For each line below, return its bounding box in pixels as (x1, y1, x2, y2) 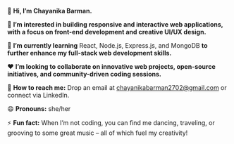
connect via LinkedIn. (7, 91, 70, 99)
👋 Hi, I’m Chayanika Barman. (7, 7, 92, 15)
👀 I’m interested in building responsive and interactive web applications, (7, 20, 223, 28)
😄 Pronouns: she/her (7, 105, 71, 112)
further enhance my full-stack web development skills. (7, 49, 172, 57)
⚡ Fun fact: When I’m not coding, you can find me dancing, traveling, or (7, 119, 215, 126)
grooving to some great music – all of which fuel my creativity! (7, 129, 188, 137)
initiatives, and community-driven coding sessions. (7, 70, 162, 78)
